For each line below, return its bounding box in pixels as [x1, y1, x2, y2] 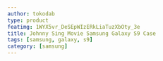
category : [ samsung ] [7, 43, 68, 50]
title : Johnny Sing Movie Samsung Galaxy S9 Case [7, 29, 157, 37]
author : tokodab [7, 10, 55, 18]
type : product [7, 17, 49, 24]
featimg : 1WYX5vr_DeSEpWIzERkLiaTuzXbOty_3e [7, 23, 140, 30]
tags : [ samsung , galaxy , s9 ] [7, 36, 93, 43]
